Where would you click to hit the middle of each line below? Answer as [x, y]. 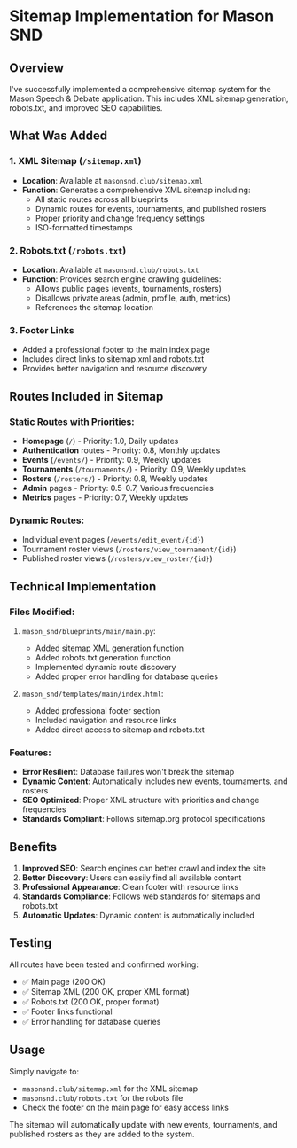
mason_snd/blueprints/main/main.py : [89, 630]
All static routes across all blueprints [102, 199]
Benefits [33, 847]
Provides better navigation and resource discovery [114, 369]
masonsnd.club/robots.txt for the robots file [102, 1097]
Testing [31, 943]
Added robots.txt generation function [103, 657]
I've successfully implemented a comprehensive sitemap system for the [141, 89]
